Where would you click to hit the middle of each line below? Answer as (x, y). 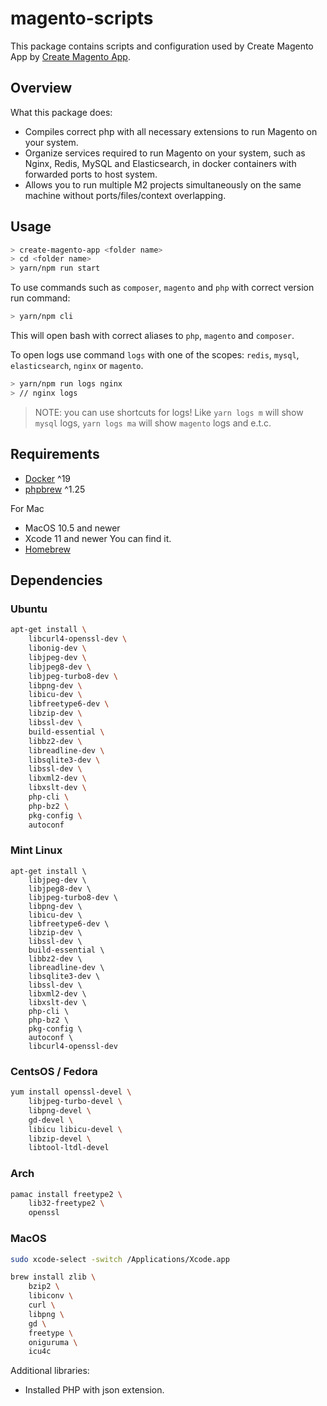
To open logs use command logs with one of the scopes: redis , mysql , (155, 355)
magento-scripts (82, 18)
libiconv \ (51, 1296)
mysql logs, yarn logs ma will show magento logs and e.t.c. (153, 423)
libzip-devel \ (60, 1138)
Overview (41, 88)
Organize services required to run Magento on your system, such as (165, 153)
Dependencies (56, 580)
